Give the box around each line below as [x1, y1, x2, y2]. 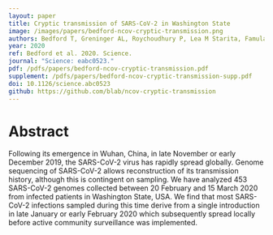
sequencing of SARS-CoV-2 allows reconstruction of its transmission [8, 166, 239, 176]
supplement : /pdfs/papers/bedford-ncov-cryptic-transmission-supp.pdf [8, 72, 253, 80]
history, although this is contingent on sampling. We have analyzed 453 [8, 175, 248, 185]
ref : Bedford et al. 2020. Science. [8, 49, 132, 58]
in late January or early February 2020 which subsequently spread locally [8, 209, 256, 219]
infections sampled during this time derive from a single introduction [31, 200, 260, 211]
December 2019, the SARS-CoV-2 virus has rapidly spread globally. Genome [8, 157, 264, 167]
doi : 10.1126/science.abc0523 [8, 79, 111, 88]
